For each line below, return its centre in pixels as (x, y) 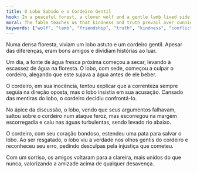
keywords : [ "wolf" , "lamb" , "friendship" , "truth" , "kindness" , (86, 28)
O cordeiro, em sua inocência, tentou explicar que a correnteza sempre (92, 86)
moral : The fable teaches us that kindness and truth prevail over (90, 22)
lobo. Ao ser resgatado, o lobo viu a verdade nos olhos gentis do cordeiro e (97, 140)
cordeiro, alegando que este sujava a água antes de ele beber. (81, 74)
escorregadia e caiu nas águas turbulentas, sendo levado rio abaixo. (89, 122)
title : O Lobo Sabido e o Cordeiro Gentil (59, 11)
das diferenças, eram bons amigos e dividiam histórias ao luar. (81, 51)
